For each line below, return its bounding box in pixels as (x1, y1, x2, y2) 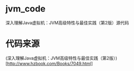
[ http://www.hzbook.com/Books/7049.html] (5, 60, 93, 66)
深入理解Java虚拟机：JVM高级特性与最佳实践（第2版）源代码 (5, 20, 129, 25)
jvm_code (5, 3, 46, 14)
